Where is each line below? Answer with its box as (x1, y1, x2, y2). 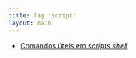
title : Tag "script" (8, 11, 78, 20)
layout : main (8, 19, 52, 27)
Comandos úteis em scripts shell (19, 41, 128, 50)
